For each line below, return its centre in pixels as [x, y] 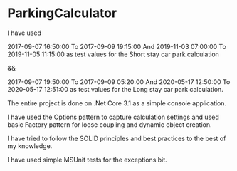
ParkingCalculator [62, 13]
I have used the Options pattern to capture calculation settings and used [113, 117]
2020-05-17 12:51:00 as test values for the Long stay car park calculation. [116, 89]
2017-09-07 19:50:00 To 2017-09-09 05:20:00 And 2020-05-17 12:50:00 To [119, 82]
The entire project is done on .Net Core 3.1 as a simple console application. [117, 103]
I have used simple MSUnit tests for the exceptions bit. [87, 160]
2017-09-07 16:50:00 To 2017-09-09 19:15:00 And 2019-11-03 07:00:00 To [117, 46]
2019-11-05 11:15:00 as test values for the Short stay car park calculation [113, 54]
